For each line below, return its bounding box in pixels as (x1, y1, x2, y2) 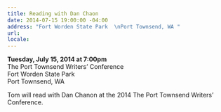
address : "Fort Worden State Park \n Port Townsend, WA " (7, 23, 180, 30)
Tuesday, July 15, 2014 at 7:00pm (7, 55, 107, 63)
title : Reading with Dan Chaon (7, 10, 99, 17)
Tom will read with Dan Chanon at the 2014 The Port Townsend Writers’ (7, 91, 214, 99)
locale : (7, 36, 30, 43)
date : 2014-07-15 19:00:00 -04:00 (7, 17, 109, 24)
